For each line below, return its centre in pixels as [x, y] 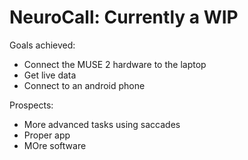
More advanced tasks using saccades [102, 124]
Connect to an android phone [84, 85]
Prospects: [31, 105]
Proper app [47, 135]
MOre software [55, 145]
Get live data [50, 75]
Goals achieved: [42, 45]
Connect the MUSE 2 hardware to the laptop [115, 64]
